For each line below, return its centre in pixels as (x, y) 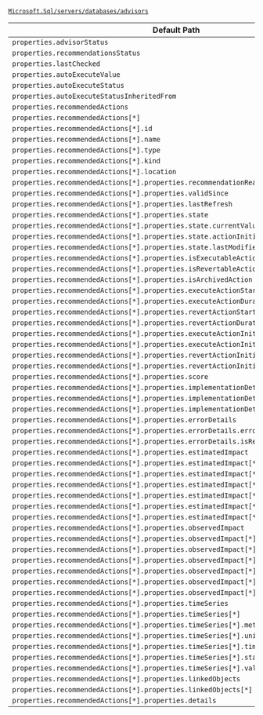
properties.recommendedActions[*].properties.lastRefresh (122, 204)
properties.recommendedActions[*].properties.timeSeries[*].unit (136, 636)
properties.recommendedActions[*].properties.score (110, 377)
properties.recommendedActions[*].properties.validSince (120, 193)
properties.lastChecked (56, 64)
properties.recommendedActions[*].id (82, 128)
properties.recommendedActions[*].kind (86, 161)
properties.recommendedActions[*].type (86, 150)
